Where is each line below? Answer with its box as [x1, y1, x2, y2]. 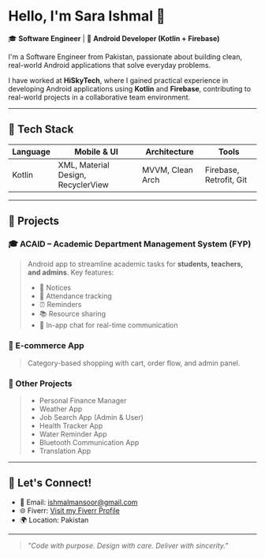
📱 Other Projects [8, 378, 73, 389]
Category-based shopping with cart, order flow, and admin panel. [27, 358, 241, 368]
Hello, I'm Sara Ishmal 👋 [8, 7, 166, 25]
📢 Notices [39, 283, 72, 293]
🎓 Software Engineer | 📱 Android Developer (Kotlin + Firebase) [8, 33, 220, 43]
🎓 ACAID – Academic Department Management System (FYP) [8, 238, 252, 249]
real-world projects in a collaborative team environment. [8, 92, 191, 102]
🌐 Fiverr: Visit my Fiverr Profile [19, 505, 120, 515]
